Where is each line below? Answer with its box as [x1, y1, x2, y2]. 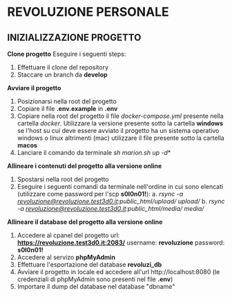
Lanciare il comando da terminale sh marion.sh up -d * [17, 149, 171, 156]
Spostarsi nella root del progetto [17, 175, 109, 183]
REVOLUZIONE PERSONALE [7, 4, 169, 20]
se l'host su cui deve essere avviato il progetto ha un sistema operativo [17, 127, 220, 134]
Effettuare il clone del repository [17, 63, 109, 71]
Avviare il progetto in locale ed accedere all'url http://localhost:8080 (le [17, 268, 220, 276]
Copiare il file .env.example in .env [17, 105, 118, 112]
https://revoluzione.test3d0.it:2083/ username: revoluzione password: [17, 238, 225, 247]
